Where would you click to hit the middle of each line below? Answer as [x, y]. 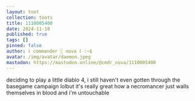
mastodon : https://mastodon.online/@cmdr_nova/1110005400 [81, 62]
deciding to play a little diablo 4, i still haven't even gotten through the [93, 80]
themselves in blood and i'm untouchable [58, 93]
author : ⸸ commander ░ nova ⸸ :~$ [49, 51]
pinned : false [24, 46]
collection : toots [29, 18]
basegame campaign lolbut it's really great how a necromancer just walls [98, 86]
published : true [27, 34]
